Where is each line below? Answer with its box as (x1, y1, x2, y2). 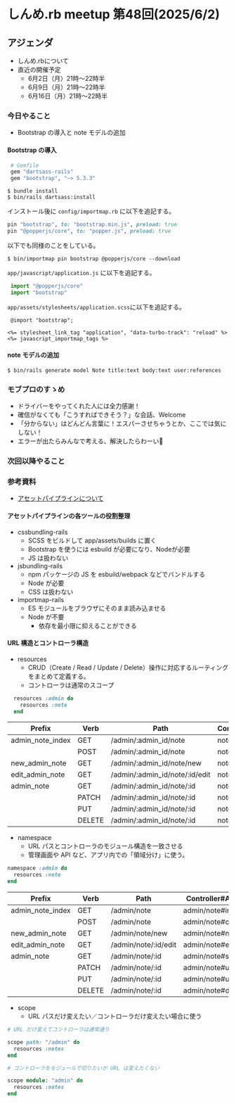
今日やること (7, 110, 51, 120)
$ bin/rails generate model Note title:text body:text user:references (7, 366, 221, 374)
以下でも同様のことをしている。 (7, 241, 100, 250)
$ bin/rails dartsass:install (7, 194, 96, 201)
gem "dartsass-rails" (10, 168, 74, 176)
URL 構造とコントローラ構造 (7, 639, 89, 647)
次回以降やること (7, 457, 65, 466)
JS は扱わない (27, 554, 69, 562)
